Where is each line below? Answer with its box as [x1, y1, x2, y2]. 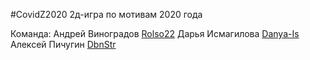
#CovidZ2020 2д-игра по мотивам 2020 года [10, 9, 203, 20]
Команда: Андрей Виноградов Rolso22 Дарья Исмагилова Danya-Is [10, 28, 300, 39]
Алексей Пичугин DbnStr [10, 39, 117, 50]
